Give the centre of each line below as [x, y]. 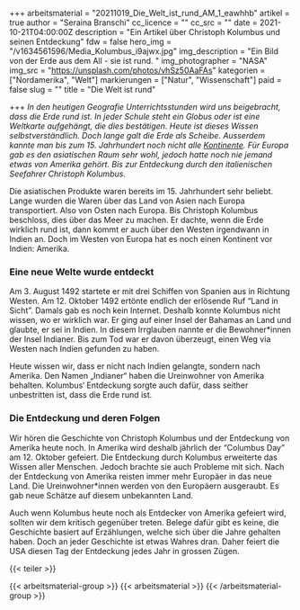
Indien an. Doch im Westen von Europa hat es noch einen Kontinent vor [141, 239]
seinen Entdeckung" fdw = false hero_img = [91, 41]
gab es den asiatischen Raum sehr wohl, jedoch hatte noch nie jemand [141, 155]
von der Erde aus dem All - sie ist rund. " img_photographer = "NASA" [138, 61]
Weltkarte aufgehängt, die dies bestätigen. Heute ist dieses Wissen [134, 126]
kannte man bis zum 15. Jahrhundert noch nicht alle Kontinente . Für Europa [149, 145]
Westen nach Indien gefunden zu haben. [84, 349]
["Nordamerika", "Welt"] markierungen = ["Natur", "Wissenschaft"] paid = [146, 80]
